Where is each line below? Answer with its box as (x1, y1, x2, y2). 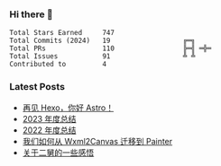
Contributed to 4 (9, 60, 106, 69)
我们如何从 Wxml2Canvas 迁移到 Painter (22, 135, 173, 146)
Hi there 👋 (9, 8, 54, 21)
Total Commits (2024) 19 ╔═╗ (9, 36, 196, 46)
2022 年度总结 (22, 125, 77, 135)
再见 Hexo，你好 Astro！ (22, 102, 115, 113)
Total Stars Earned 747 (9, 29, 115, 38)
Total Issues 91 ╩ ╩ (9, 52, 196, 61)
